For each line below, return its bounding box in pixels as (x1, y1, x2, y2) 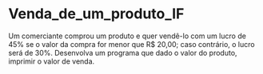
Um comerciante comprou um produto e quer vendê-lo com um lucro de (8, 31, 246, 41)
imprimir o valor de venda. (8, 56, 95, 66)
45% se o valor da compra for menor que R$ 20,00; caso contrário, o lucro (8, 39, 255, 49)
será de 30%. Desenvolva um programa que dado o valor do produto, (8, 48, 237, 57)
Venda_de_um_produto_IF (8, 5, 185, 23)
